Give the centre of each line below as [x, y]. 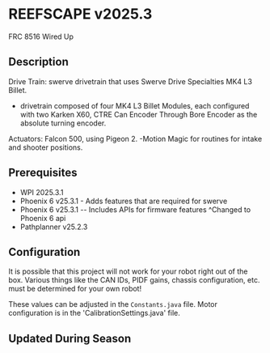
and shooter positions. [46, 147]
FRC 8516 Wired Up [41, 36]
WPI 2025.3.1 [42, 192]
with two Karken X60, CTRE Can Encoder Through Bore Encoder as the [139, 114]
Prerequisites [43, 173]
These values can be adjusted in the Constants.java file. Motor [113, 304]
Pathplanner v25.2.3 [54, 227]
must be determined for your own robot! [75, 289]
